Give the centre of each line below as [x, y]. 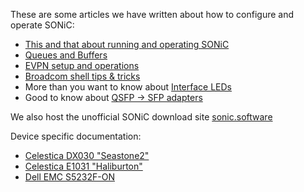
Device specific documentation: [76, 136]
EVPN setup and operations [82, 65]
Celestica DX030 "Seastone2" [87, 155]
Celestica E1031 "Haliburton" [83, 166]
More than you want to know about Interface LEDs [128, 87]
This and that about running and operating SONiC [127, 44]
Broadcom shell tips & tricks [82, 76]
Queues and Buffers [66, 55]
